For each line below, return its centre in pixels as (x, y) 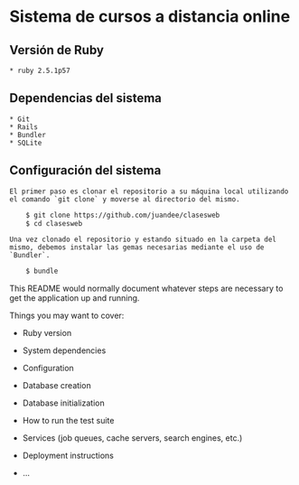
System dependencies (64, 350)
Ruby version (47, 333)
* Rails (24, 127)
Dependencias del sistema (86, 98)
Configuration (48, 368)
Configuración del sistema (85, 170)
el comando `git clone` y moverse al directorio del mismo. (125, 199)
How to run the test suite (68, 421)
